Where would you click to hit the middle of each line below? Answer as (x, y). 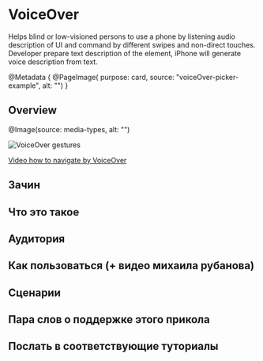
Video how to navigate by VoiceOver (68, 160)
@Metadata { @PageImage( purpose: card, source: (92, 77)
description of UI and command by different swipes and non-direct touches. (132, 44)
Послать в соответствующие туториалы (113, 346)
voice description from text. (53, 62)
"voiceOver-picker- (208, 77)
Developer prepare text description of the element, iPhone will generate (125, 53)
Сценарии (35, 293)
